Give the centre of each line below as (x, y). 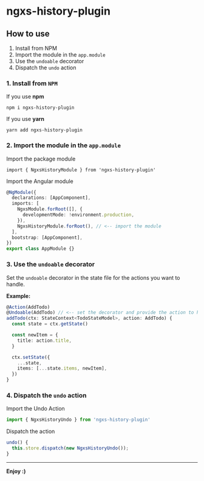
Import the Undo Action (36, 409)
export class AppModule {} (40, 249)
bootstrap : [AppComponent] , (47, 237)
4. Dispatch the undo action (46, 395)
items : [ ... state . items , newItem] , (62, 369)
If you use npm (25, 97)
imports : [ (25, 204)
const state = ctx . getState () (50, 324)
